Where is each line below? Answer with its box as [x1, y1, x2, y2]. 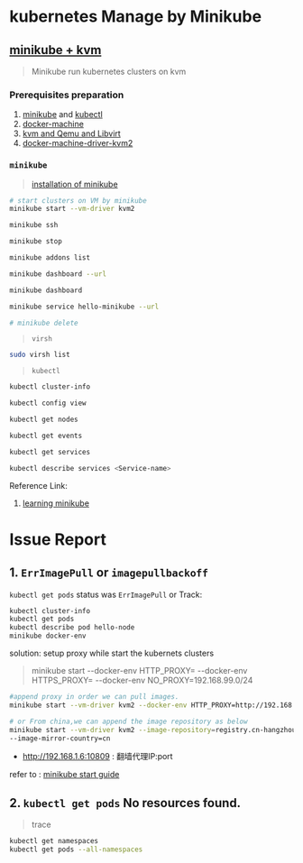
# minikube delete [9, 318, 78, 327]
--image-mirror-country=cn [9, 733, 111, 743]
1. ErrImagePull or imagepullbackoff [9, 565, 209, 581]
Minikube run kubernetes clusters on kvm [31, 66, 187, 77]
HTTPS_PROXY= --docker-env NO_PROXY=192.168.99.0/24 [31, 675, 253, 686]
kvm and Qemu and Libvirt [22, 128, 122, 139]
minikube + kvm [9, 42, 102, 58]
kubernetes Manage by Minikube [9, 6, 262, 27]
